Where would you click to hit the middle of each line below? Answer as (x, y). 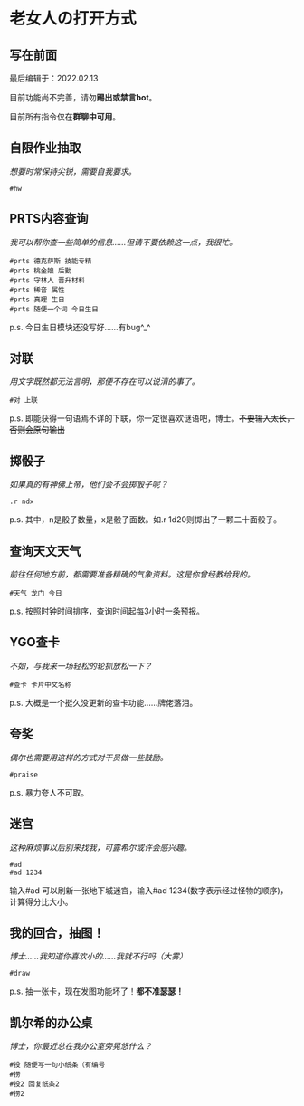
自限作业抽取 (45, 148)
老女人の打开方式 (73, 19)
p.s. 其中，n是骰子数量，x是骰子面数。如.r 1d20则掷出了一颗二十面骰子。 (146, 520)
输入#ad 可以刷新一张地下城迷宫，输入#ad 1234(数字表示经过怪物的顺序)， (149, 890)
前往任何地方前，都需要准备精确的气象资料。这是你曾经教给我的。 (132, 575)
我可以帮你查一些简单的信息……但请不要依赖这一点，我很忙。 (123, 242)
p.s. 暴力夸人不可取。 (49, 792)
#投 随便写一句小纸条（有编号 (57, 1065)
